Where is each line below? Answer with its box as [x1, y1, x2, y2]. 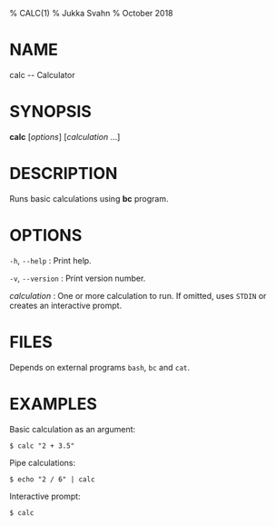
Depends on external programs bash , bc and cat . [9, 362, 191, 372]
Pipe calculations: [9, 457, 75, 468]
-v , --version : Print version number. [9, 273, 146, 283]
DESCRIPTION [9, 164, 118, 184]
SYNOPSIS [9, 102, 93, 122]
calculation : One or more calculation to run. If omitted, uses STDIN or [9, 290, 267, 301]
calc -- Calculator [9, 69, 75, 80]
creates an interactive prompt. [9, 300, 123, 311]
